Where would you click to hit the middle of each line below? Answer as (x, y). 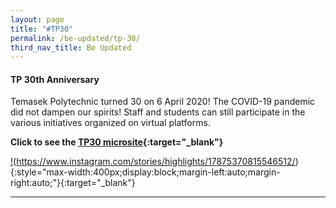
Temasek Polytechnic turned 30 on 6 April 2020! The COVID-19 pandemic (163, 102)
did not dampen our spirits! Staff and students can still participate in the (158, 112)
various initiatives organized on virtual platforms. (110, 123)
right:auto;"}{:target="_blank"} (73, 183)
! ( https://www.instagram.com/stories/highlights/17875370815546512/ (153, 162)
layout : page (37, 19)
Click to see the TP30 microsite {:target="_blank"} (117, 142)
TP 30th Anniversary (55, 79)
